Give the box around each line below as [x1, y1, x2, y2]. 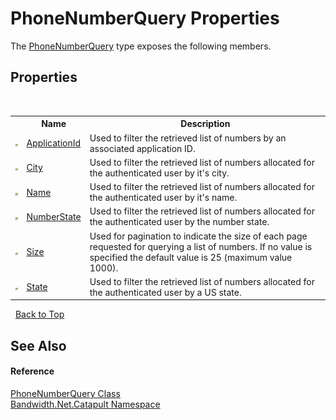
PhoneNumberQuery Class [10, 387, 121, 399]
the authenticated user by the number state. [89, 216, 270, 228]
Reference [10, 365, 55, 377]
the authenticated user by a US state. [89, 286, 242, 298]
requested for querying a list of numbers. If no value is [89, 240, 313, 252]
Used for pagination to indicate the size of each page [89, 230, 308, 242]
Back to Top [14, 308, 65, 321]
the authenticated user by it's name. [89, 192, 238, 203]
